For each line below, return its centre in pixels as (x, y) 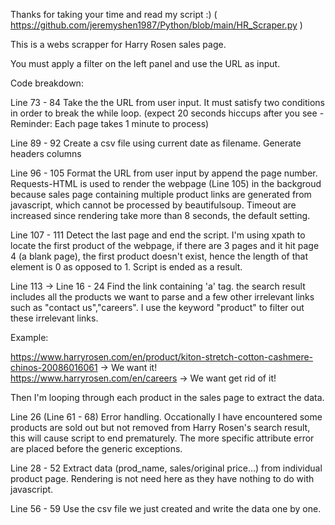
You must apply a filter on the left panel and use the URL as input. (145, 63)
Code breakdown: (47, 83)
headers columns (46, 153)
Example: (29, 337)
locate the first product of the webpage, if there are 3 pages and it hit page (165, 245)
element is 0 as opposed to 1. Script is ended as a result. (126, 267)
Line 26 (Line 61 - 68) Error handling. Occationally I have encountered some (166, 417)
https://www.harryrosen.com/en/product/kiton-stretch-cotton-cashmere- (162, 357)
